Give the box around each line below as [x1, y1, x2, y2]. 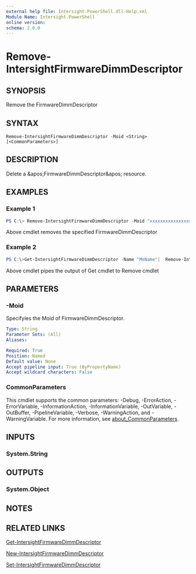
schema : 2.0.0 [6, 25, 41, 31]
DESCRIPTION [6, 154, 58, 164]
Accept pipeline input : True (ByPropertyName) [6, 364, 121, 370]
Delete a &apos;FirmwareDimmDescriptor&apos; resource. [6, 170, 147, 177]
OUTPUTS [6, 468, 44, 477]
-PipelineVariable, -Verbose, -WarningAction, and [32, 409, 150, 416]
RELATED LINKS [6, 523, 65, 533]
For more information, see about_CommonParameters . [48, 415, 179, 422]
